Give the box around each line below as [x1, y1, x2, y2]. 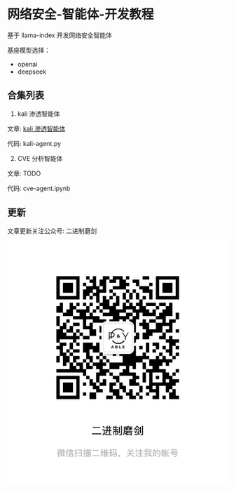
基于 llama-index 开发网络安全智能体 [7, 31, 112, 39]
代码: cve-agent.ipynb [7, 184, 71, 192]
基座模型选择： [7, 46, 50, 54]
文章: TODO [7, 169, 41, 178]
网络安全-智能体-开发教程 [7, 6, 154, 22]
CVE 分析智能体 [17, 154, 63, 162]
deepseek [17, 67, 47, 76]
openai [17, 60, 38, 68]
